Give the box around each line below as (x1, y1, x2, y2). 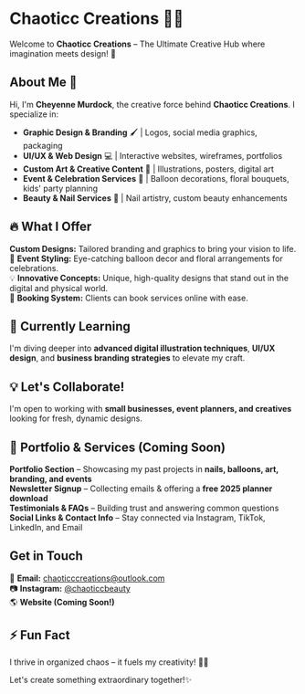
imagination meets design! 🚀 (9, 47, 117, 58)
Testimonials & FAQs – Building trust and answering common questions (9, 502, 279, 513)
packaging (22, 140, 63, 151)
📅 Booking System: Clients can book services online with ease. (9, 292, 248, 303)
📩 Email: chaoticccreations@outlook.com (9, 573, 165, 584)
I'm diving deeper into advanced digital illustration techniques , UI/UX (9, 342, 276, 354)
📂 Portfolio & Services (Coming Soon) (9, 439, 226, 455)
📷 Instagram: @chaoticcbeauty (9, 583, 131, 594)
